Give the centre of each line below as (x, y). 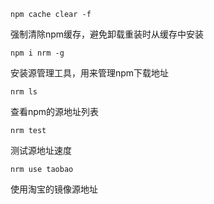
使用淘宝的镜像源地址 (54, 189)
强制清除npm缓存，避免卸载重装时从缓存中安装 (107, 34)
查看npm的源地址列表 (55, 111)
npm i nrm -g (37, 53)
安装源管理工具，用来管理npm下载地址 (90, 73)
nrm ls (24, 92)
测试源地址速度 (41, 150)
